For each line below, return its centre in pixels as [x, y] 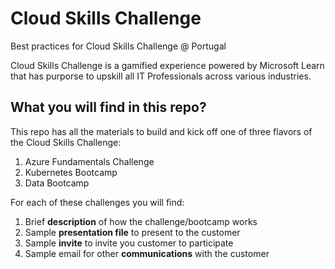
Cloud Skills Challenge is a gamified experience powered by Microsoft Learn [167, 65]
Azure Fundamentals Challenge [89, 161]
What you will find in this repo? [108, 107]
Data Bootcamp [57, 183]
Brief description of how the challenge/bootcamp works [141, 221]
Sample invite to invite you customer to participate [129, 243]
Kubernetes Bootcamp [71, 172]
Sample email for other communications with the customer [147, 253]
